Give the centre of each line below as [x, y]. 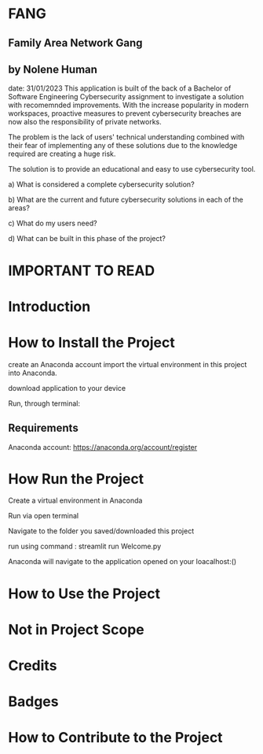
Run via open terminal [44, 516]
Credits [33, 666]
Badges [33, 702]
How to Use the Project [84, 594]
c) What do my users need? [53, 223]
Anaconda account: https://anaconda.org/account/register [103, 447]
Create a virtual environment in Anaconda [75, 500]
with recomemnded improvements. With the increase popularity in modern [128, 105]
